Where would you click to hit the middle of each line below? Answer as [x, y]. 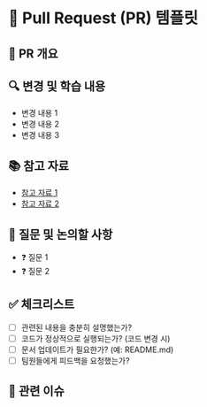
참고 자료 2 [40, 203]
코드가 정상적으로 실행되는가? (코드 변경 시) [96, 338]
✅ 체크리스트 [42, 305]
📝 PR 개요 [33, 54]
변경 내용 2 [40, 124]
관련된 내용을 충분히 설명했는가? [77, 327]
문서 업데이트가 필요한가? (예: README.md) [97, 349]
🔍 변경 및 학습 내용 [57, 86]
